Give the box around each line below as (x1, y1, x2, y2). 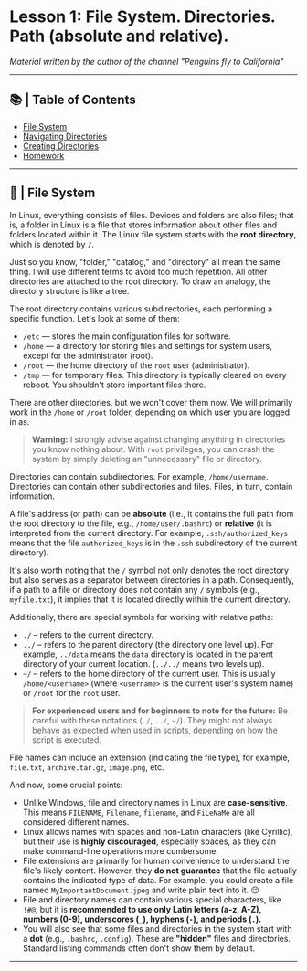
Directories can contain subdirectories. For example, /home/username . (9, 470, 269, 481)
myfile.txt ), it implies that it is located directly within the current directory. (9, 594, 291, 605)
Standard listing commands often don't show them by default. (22, 943, 256, 954)
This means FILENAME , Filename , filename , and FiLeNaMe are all (22, 807, 256, 818)
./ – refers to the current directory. (22, 628, 153, 640)
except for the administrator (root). (22, 350, 153, 361)
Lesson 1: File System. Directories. (9, 6, 276, 27)
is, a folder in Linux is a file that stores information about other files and (9, 219, 278, 230)
